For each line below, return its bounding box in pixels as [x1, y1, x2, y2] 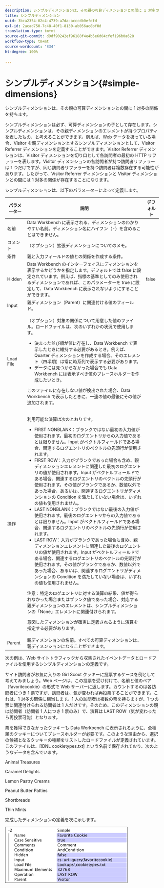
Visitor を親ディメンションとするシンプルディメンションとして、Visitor [13, 140, 155, 146]
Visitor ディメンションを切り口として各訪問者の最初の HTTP [26, 152, 147, 158]
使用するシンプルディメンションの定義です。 [21, 661, 111, 667]
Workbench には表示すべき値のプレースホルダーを [34, 371, 135, 377]
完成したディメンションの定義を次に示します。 [5, 817, 99, 823]
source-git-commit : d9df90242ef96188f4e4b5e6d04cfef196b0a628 [5, 34, 134, 39]
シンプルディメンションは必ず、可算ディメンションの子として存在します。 [5, 122, 153, 127]
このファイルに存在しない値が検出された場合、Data [27, 387, 131, 393]
